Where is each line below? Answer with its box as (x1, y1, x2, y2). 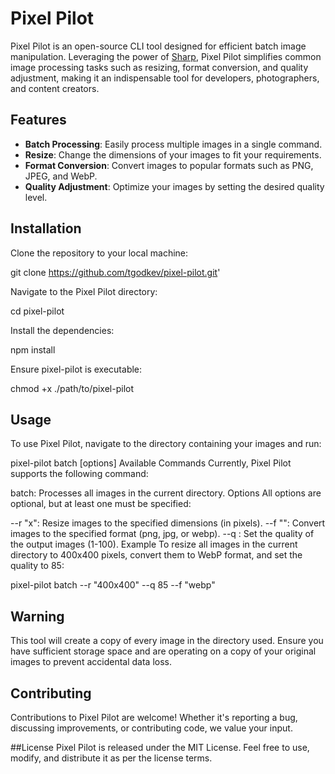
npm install (10, 343, 56, 356)
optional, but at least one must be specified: (10, 498, 192, 510)
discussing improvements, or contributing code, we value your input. (10, 722, 293, 734)
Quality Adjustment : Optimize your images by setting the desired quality (24, 180, 325, 192)
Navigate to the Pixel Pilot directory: (10, 285, 158, 297)
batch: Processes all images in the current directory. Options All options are (10, 487, 322, 499)
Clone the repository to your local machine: (10, 247, 189, 259)
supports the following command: (10, 468, 149, 480)
